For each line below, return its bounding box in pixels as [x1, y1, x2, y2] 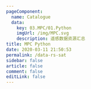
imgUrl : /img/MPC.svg [16, 30, 69, 36]
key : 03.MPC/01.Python [16, 25, 72, 31]
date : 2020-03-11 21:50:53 [6, 47, 72, 53]
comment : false [6, 69, 43, 74]
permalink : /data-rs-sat [6, 52, 66, 58]
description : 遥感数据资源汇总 [16, 36, 86, 42]
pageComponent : [6, 8, 43, 15]
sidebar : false [6, 57, 43, 63]
